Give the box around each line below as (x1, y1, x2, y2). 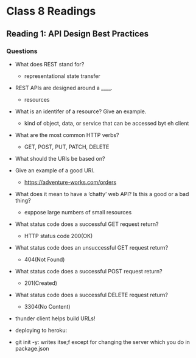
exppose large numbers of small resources (24, 208, 132, 216)
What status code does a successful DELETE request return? (15, 291, 169, 298)
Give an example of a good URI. (15, 166, 95, 174)
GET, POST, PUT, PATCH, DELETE (24, 143, 110, 150)
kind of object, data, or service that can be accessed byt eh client (24, 119, 189, 127)
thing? (15, 197, 32, 204)
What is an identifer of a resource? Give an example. (15, 108, 147, 115)
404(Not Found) (24, 256, 65, 263)
